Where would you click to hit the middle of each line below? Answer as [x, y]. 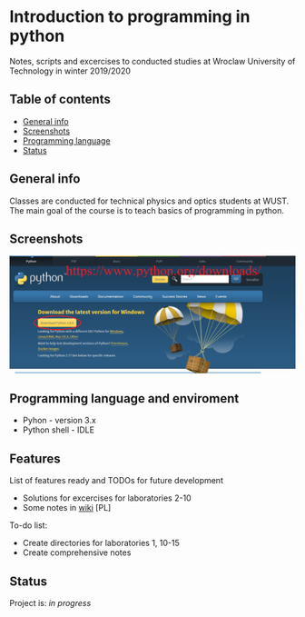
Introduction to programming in [130, 17]
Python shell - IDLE [59, 430]
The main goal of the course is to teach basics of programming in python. [147, 210]
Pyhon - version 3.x [59, 421]
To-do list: [29, 525]
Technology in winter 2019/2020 [70, 71]
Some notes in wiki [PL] [67, 508]
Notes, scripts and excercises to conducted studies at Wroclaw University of [152, 61]
